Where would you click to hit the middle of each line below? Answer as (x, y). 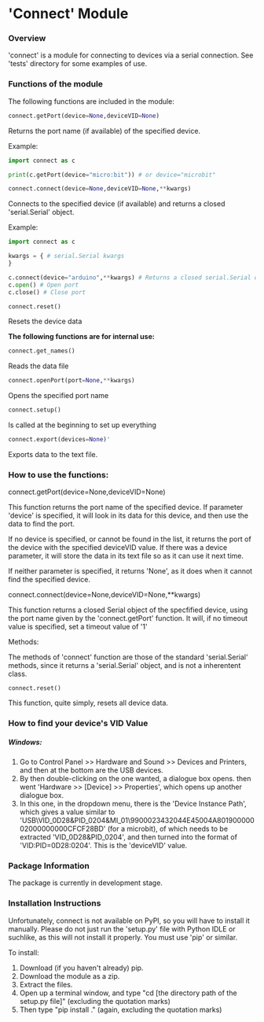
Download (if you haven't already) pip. (81, 968)
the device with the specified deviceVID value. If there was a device (118, 548)
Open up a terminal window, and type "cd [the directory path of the (128, 993)
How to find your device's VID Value (78, 723)
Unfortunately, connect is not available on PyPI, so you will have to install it (129, 921)
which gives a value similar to (67, 812)
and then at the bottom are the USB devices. (91, 770)
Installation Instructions (55, 903)
